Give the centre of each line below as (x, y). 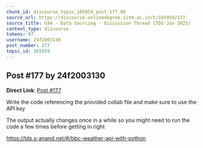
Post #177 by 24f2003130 (56, 76)
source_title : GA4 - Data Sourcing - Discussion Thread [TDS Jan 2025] (98, 23)
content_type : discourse (38, 29)
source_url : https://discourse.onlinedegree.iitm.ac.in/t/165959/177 (96, 18)
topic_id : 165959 (28, 51)
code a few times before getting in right (55, 126)
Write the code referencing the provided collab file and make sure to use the (101, 102)
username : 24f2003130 (34, 40)
